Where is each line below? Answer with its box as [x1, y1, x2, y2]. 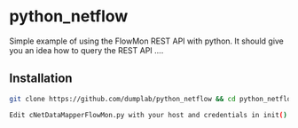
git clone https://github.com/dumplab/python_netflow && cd [9, 94, 237, 103]
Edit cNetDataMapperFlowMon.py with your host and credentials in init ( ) [9, 110, 288, 119]
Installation [9, 71, 73, 86]
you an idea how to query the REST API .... [9, 44, 164, 55]
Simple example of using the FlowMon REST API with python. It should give [9, 36, 284, 46]
